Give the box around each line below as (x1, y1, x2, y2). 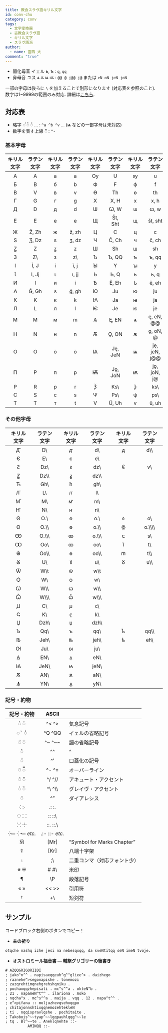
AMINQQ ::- (27, 1023, 50, 1029)
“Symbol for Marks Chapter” (69, 839, 136, 846)
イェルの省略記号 (69, 730, 109, 737)
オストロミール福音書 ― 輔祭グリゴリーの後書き (12, 958, 111, 964)
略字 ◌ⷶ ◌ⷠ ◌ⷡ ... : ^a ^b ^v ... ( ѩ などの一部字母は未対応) (12, 122, 122, 128)
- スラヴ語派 (9, 40, 33, 45)
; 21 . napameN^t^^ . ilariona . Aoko (5, 991, 86, 996)
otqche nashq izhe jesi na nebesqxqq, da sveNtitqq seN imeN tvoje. (5, 948, 151, 953)
